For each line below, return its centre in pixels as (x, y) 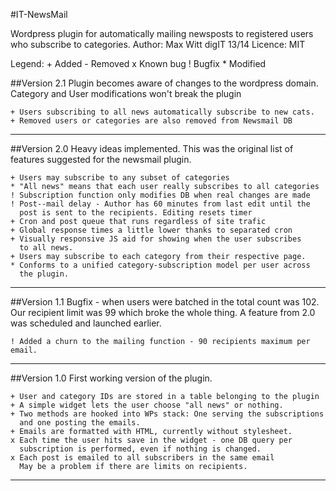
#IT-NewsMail (39, 14)
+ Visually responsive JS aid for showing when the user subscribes (156, 239)
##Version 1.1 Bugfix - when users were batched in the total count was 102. (165, 302)
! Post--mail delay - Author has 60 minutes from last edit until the (160, 204)
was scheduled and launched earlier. (86, 323)
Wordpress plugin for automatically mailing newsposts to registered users (162, 33)
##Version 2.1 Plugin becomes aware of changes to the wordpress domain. (164, 83)
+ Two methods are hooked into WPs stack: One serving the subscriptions (167, 414)
